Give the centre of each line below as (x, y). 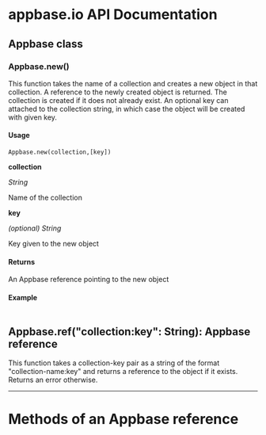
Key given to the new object (53, 244)
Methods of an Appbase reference (123, 420)
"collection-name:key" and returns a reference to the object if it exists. (123, 372)
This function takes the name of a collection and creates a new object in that (133, 83)
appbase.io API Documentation (113, 15)
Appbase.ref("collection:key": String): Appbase (129, 332)
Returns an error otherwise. (53, 380)
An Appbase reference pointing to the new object (89, 280)
